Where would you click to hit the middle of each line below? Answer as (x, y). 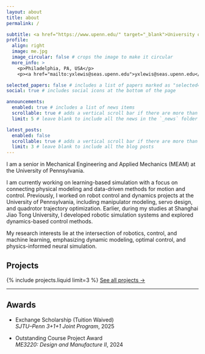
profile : (17, 40)
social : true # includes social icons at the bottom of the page (91, 91)
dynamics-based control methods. (50, 222)
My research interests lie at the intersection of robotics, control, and (92, 233)
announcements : (26, 102)
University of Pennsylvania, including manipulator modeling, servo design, (99, 202)
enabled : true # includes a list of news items (74, 107)
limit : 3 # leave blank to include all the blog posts (83, 147)
